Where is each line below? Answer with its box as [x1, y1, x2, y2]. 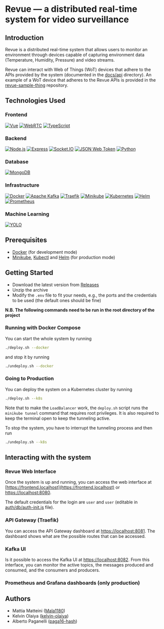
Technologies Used [5, 97, 65, 105]
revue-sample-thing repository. [5, 82, 69, 88]
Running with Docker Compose [5, 324, 81, 331]
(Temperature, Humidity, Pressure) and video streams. [5, 57, 115, 63]
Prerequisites [5, 236, 47, 244]
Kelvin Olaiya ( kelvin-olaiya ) [12, 613, 69, 619]
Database [5, 158, 28, 165]
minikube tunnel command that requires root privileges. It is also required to [5, 410, 159, 416]
